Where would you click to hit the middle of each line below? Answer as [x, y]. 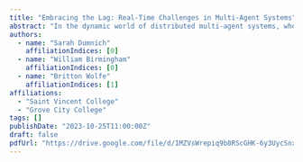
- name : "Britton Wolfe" [64, 76]
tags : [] [26, 118]
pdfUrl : [24, 143]
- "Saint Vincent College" [68, 101]
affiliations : [36, 93]
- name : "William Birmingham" [74, 59]
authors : [26, 34]
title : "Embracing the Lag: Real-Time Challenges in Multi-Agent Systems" [153, 18]
